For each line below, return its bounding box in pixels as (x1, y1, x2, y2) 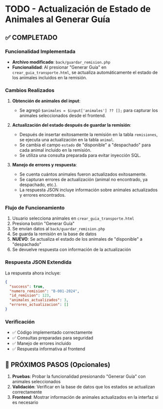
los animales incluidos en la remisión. (12, 74, 87, 80)
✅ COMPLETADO (5, 33, 58, 42)
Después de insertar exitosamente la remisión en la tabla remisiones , (19, 132, 158, 137)
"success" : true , (9, 284, 45, 289)
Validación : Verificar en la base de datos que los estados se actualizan (12, 384, 155, 389)
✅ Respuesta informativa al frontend (12, 346, 85, 352)
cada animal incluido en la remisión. (19, 147, 92, 153)
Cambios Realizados (5, 87, 55, 93)
